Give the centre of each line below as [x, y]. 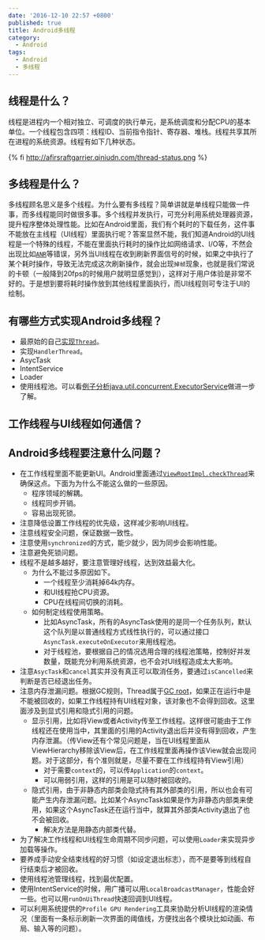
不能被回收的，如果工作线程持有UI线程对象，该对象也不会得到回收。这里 [137, 701]
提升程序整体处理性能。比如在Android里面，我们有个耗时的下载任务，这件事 [131, 224]
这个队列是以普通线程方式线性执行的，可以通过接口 [126, 632]
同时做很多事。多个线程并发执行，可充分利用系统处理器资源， [157, 214]
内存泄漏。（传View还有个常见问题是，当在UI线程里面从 [121, 741]
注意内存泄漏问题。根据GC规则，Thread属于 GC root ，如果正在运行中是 [135, 691]
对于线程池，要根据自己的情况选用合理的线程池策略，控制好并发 [147, 652]
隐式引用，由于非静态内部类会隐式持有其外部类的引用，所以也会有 [138, 790]
